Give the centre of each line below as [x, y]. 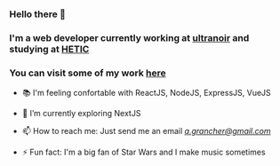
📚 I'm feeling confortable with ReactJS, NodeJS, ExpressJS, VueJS [146, 93]
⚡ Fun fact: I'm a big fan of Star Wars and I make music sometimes [144, 152]
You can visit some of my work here [88, 73]
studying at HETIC [49, 49]
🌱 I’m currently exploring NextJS [81, 114]
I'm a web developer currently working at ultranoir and [129, 37]
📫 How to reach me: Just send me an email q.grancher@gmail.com [146, 131]
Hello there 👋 [38, 14]
